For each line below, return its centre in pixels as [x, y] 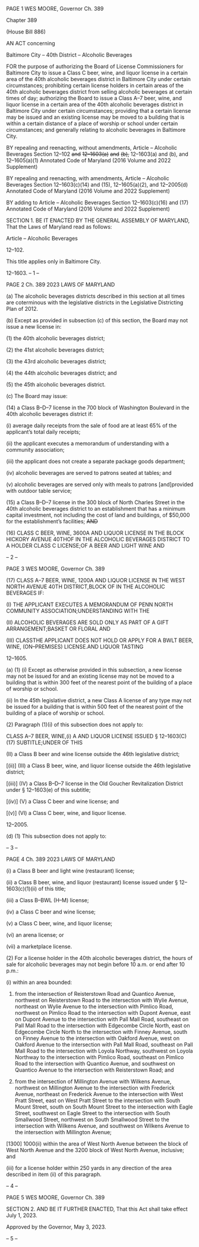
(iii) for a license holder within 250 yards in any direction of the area [89, 1168]
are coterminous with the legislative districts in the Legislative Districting [95, 303]
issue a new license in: [34, 327]
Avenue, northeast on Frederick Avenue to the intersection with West [99, 1094]
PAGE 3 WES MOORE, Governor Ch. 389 [56, 569]
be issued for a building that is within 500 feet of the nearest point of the [95, 707]
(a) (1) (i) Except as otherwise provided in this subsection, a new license [94, 670]
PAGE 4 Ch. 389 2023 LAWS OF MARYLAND [61, 859]
